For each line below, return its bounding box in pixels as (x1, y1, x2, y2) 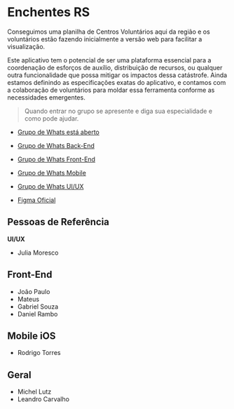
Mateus (17, 295, 40, 303)
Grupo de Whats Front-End (17, 155, 96, 163)
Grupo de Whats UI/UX (17, 182, 84, 190)
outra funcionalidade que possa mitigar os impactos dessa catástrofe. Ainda (7, 71, 228, 79)
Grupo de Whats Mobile (17, 168, 86, 177)
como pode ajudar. (24, 114, 79, 123)
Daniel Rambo (17, 309, 58, 318)
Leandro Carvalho (17, 395, 70, 403)
